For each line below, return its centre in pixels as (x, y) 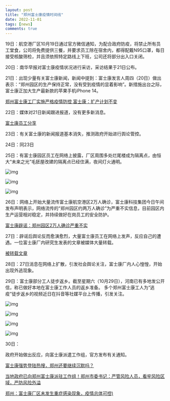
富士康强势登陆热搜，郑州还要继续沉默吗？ (50, 366)
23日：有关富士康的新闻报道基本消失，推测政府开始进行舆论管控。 (75, 134)
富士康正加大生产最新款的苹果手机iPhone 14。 (53, 91)
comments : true (21, 29)
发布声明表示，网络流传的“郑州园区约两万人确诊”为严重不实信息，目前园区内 (85, 208)
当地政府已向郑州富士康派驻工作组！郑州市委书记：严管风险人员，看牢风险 (83, 376)
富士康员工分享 (21, 123)
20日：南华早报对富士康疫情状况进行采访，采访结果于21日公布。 (72, 67)
